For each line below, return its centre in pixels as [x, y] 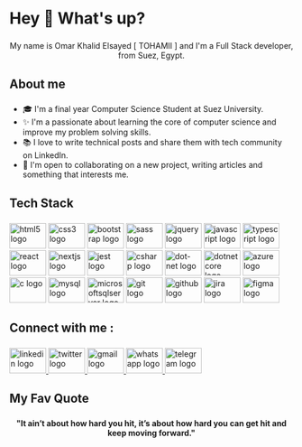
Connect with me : [62, 328]
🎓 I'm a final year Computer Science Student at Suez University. [143, 109]
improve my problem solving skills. [87, 132]
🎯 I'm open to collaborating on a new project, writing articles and [142, 165]
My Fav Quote [50, 399]
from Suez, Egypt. [151, 56]
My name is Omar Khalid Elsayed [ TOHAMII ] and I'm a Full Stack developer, [151, 46]
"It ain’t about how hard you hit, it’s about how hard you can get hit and [151, 424]
